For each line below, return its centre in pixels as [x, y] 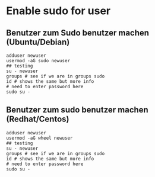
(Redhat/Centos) [38, 119]
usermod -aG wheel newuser [39, 138]
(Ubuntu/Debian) [38, 42]
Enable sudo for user [58, 11]
